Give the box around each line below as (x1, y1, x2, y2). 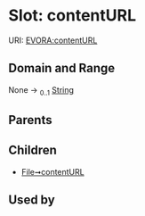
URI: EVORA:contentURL (8, 35, 98, 46)
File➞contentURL (20, 166, 85, 177)
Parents (8, 112, 52, 128)
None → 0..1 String (8, 84, 75, 97)
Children (8, 143, 57, 158)
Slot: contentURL (8, 5, 137, 26)
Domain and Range (8, 61, 116, 76)
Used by (8, 193, 55, 208)
